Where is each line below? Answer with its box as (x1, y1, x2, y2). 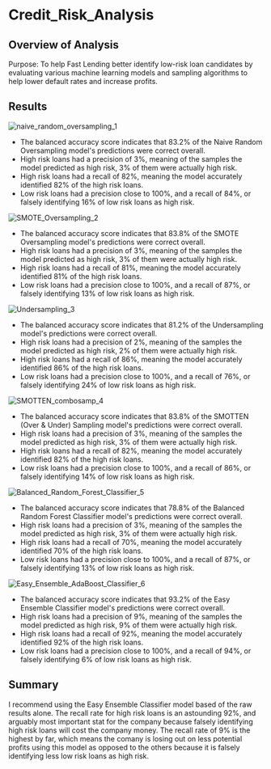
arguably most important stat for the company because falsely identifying (8, 716, 253, 726)
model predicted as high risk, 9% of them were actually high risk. (19, 620, 238, 630)
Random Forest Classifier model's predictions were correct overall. (19, 511, 243, 521)
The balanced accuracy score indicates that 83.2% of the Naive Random (19, 137, 263, 146)
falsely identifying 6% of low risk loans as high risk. (19, 654, 192, 664)
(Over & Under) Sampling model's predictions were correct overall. (19, 420, 243, 429)
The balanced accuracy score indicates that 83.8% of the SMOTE (19, 228, 239, 238)
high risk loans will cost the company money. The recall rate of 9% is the (8, 725, 251, 735)
